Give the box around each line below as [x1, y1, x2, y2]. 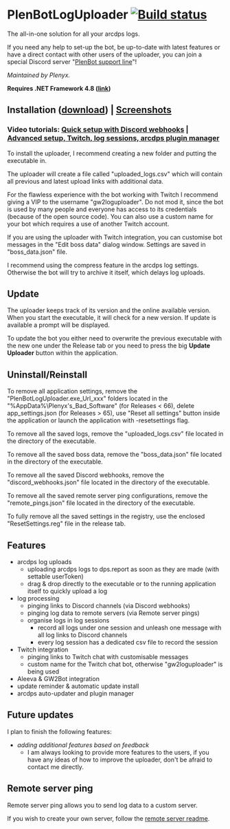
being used [27, 667, 60, 676]
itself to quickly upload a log [27, 587, 108, 595]
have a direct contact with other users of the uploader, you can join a [7, 50, 203, 58]
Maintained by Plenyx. [7, 71, 71, 79]
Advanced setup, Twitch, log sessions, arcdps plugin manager [7, 133, 220, 143]
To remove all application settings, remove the [7, 387, 138, 396]
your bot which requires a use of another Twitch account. [7, 219, 170, 228]
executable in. [7, 156, 47, 164]
